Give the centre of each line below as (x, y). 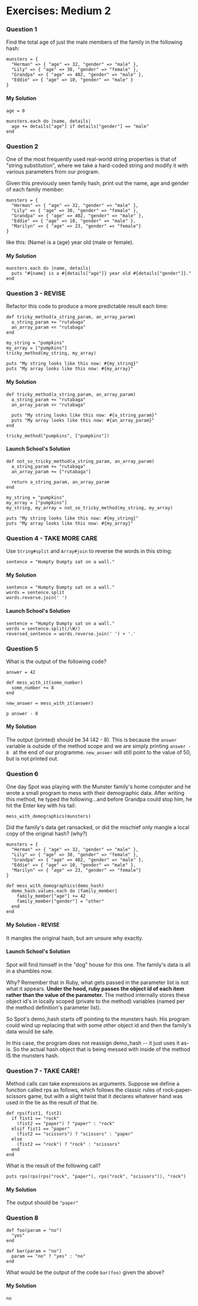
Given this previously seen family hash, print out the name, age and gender (98, 183)
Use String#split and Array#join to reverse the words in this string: (89, 551)
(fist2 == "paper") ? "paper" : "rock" (66, 1124)
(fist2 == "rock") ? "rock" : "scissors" (68, 1145)
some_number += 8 (33, 688)
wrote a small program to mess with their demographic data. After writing (95, 793)
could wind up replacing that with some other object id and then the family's (99, 1025)
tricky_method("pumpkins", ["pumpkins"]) (58, 436)
